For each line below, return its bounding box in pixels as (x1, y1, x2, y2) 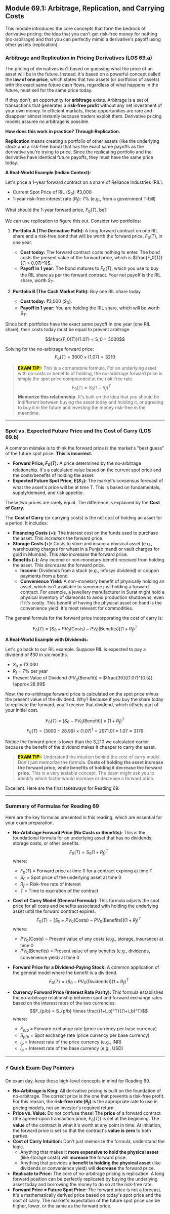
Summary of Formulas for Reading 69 (5, 802, 100, 810)
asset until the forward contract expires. (12, 908, 96, 914)
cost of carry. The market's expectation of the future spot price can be (12, 1197, 160, 1204)
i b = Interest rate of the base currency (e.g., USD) (20, 1045, 123, 1053)
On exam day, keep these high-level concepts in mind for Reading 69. (5, 1078, 151, 1084)
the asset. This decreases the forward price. (12, 562, 105, 568)
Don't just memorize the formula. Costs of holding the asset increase (17, 759, 163, 765)
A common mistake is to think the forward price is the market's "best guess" (5, 445, 164, 451)
